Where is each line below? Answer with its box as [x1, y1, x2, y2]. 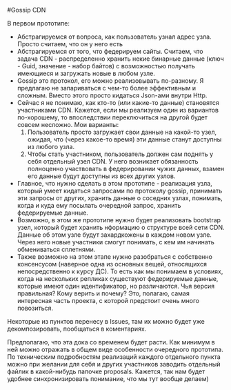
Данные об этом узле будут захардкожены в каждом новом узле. [17, 231, 212, 239]
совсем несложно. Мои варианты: [17, 121, 119, 128]
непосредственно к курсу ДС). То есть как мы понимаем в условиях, [17, 267, 223, 275]
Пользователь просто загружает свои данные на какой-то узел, [27, 128, 217, 136]
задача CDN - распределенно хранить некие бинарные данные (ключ [17, 55, 224, 63]
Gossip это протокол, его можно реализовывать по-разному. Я [17, 77, 204, 85]
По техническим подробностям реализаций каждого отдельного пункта [7, 353, 221, 361]
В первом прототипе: [7, 19, 70, 27]
